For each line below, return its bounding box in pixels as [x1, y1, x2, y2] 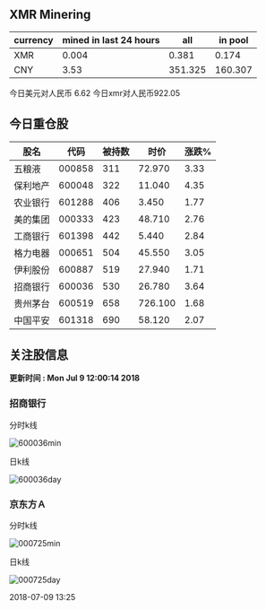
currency [13, 33, 54, 46]
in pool [219, 33, 249, 46]
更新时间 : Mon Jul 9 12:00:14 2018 [9, 372, 141, 384]
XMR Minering [9, 7, 91, 22]
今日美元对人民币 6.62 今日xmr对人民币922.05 [9, 87, 181, 98]
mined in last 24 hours [62, 33, 160, 46]
